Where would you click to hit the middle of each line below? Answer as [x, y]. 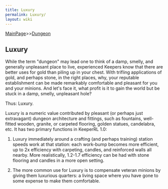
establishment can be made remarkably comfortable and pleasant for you [81, 83]
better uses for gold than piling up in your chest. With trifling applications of [83, 72]
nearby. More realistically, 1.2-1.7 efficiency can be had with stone [81, 155]
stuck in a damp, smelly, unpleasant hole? [49, 94]
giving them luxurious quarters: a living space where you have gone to [85, 176]
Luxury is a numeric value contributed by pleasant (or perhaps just [74, 113]
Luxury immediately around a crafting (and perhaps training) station [82, 139]
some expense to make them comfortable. [56, 181]
